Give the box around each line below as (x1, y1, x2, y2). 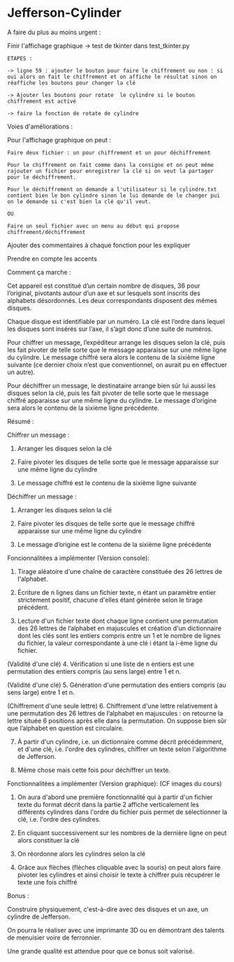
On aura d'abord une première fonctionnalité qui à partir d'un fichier (17, 792, 213, 801)
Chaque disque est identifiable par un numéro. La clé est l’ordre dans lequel (7, 317, 225, 325)
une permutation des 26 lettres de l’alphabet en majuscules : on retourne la (7, 709, 224, 717)
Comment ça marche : (7, 267, 71, 276)
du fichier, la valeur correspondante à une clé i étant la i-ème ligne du (17, 639, 218, 647)
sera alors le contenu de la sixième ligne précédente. (7, 404, 159, 412)
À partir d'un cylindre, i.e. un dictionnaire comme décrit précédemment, (17, 737, 224, 746)
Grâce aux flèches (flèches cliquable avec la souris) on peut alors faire (17, 863, 221, 871)
